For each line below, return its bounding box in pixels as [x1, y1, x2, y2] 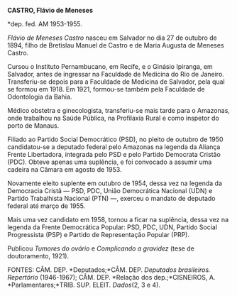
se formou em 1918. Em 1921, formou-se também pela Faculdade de [7, 85, 205, 93]
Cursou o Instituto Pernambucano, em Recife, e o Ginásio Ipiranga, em [7, 62, 213, 70]
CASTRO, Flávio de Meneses [7, 6, 94, 14]
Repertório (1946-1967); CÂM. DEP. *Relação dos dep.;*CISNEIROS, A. [7, 273, 216, 281]
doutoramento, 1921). [7, 252, 70, 260]
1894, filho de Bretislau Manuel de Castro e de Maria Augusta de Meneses [7, 41, 225, 49]
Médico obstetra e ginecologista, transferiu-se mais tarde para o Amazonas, [7, 106, 231, 114]
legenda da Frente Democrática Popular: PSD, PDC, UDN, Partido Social [7, 223, 218, 231]
